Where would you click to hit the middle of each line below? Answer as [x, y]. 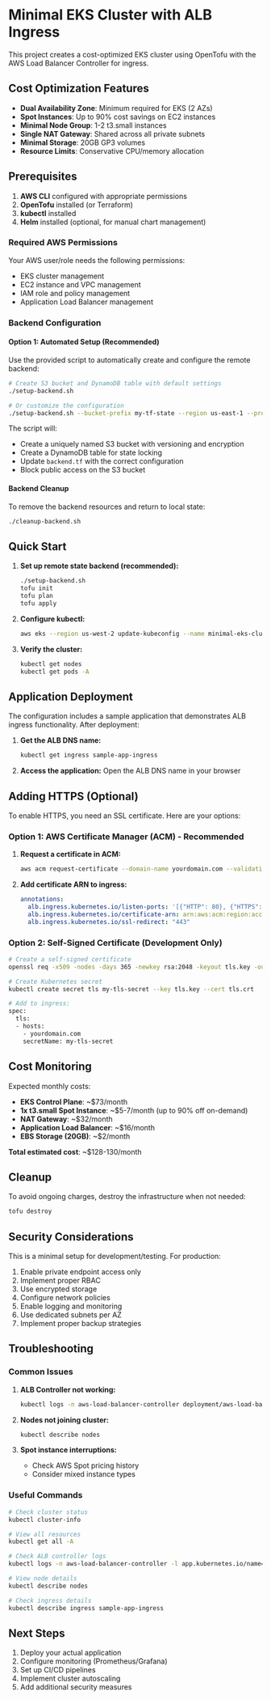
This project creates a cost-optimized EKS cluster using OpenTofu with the [132, 54]
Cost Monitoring [50, 1067]
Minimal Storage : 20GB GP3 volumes [83, 142]
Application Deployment [71, 696]
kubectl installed [48, 213]
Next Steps [37, 1633]
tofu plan [37, 596]
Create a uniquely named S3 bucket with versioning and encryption [132, 444]
